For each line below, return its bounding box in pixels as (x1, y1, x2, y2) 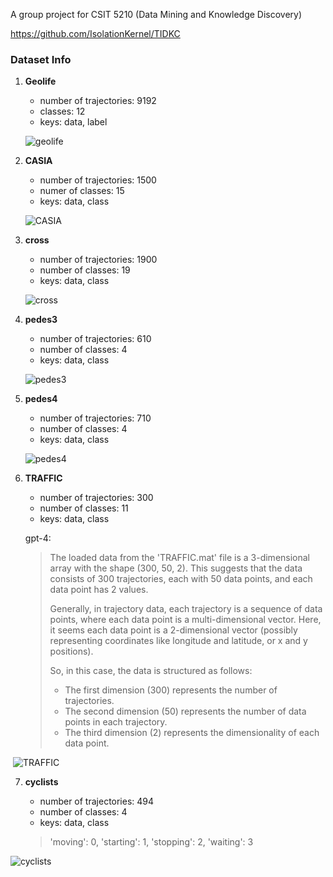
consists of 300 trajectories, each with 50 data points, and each (49, 573, 313, 585)
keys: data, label (39, 116, 108, 128)
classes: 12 (39, 105, 86, 118)
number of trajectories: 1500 (39, 174, 157, 186)
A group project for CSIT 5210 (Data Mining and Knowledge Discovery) (10, 9, 303, 20)
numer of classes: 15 (39, 185, 125, 197)
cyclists (24, 776, 59, 788)
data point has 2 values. (49, 584, 149, 596)
